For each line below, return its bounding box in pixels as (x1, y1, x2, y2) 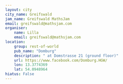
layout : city (5, 7, 32, 12)
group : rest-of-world (14, 44, 59, 49)
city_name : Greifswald (5, 12, 52, 17)
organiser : (5, 26, 28, 31)
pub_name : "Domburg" (14, 48, 57, 53)
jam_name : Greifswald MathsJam (5, 16, 70, 21)
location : (5, 40, 26, 44)
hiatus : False (5, 72, 35, 77)
